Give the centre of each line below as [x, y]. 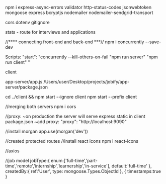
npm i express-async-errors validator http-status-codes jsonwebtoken [78, 7]
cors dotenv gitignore [27, 22]
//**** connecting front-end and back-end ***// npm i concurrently [75, 42]
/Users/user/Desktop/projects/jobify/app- [87, 82]
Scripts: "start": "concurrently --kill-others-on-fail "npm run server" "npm [82, 57]
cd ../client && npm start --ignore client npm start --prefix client [71, 97]
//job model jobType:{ [28, 161]
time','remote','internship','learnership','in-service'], [58, 166]
